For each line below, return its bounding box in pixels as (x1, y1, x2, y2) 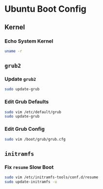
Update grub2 (4, 76, 36, 83)
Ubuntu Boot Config (4, 3, 87, 15)
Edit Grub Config (4, 126, 45, 133)
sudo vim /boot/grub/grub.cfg (4, 137, 66, 142)
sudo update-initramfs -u (4, 180, 57, 185)
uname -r (4, 48, 22, 53)
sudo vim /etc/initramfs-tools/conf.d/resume (4, 175, 98, 180)
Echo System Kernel (4, 38, 53, 45)
